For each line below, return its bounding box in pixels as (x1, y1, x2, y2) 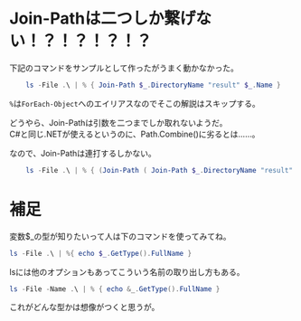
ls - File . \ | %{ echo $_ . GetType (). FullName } (9, 249, 193, 258)
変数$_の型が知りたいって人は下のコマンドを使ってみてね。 (9, 231, 231, 241)
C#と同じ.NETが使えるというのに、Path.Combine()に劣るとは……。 (9, 128, 260, 139)
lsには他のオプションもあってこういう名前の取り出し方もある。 (9, 266, 246, 277)
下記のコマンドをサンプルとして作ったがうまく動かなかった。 (9, 62, 240, 73)
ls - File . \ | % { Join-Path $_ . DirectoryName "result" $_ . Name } (25, 80, 281, 90)
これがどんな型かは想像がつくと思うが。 (9, 302, 160, 313)
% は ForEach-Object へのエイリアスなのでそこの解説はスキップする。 (9, 98, 260, 109)
